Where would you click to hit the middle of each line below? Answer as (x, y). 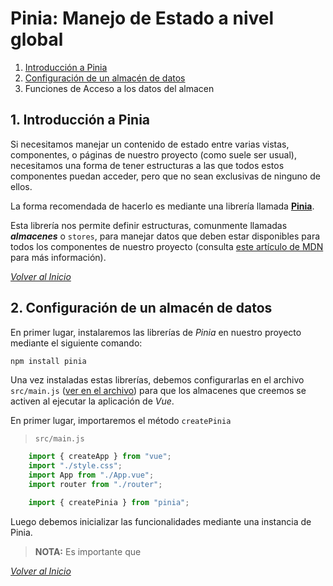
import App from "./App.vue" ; (91, 475)
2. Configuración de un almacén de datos (141, 308)
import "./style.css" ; (75, 466)
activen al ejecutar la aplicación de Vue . (92, 401)
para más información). (58, 257)
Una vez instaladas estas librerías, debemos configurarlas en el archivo (157, 380)
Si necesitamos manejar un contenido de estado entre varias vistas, (150, 144)
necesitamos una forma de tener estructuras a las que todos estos (147, 165)
